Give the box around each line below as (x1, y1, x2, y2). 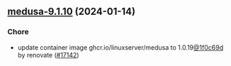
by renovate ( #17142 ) (17, 50, 79, 59)
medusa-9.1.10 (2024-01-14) (7, 6, 136, 18)
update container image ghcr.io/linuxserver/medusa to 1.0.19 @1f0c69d (17, 43, 224, 52)
